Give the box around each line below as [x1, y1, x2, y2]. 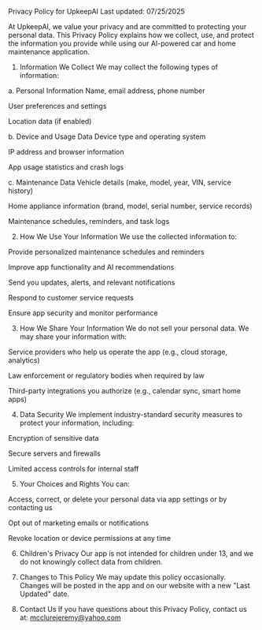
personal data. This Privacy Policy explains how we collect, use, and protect [8, 31, 254, 39]
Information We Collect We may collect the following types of [19, 62, 219, 72]
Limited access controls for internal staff [8, 464, 139, 473]
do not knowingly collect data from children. [19, 557, 163, 566]
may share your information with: [19, 332, 127, 341]
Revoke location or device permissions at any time [8, 534, 172, 542]
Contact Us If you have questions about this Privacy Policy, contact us [19, 605, 248, 613]
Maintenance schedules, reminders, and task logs [8, 217, 170, 226]
